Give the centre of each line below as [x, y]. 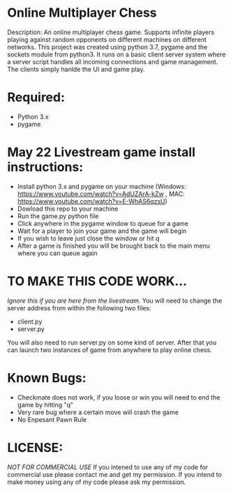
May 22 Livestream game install [102, 152]
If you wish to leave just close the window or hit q [88, 238]
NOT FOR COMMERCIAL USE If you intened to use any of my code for [108, 467]
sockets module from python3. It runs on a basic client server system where [116, 54]
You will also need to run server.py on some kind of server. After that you [112, 342]
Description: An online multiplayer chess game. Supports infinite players [111, 32]
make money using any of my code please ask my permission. [97, 482]
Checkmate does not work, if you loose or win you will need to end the [119, 397]
